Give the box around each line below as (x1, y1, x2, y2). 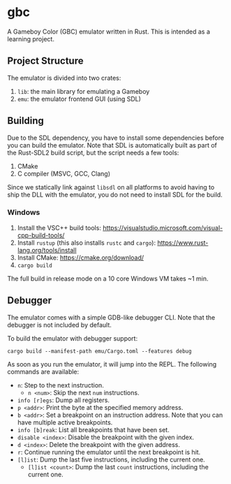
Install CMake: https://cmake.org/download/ (17, 253, 144, 262)
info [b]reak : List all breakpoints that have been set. (17, 425, 170, 434)
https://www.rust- (156, 239, 209, 247)
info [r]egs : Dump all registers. (17, 396, 110, 404)
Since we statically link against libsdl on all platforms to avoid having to (7, 183, 215, 191)
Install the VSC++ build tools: (17, 223, 101, 232)
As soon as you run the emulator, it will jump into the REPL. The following (7, 360, 217, 368)
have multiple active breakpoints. (17, 418, 113, 427)
